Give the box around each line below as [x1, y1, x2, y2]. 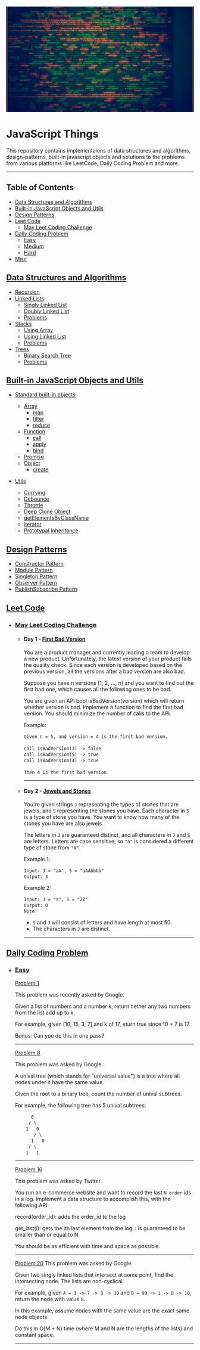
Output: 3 [23, 874, 49, 880]
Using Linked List [23, 333, 67, 340]
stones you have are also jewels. [23, 820, 104, 827]
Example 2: [23, 884, 52, 891]
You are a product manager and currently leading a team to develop [23, 648, 190, 656]
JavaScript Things [6, 128, 99, 141]
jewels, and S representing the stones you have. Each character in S [23, 807, 189, 814]
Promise [23, 454, 45, 461]
